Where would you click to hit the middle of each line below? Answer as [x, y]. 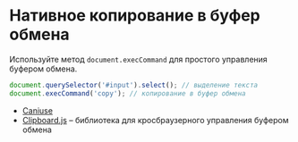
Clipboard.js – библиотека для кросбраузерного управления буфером [155, 120]
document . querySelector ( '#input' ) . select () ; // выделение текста [133, 85]
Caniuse [38, 110]
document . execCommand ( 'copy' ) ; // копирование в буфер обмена [128, 93]
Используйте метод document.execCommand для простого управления [139, 59]
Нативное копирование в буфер [135, 16]
